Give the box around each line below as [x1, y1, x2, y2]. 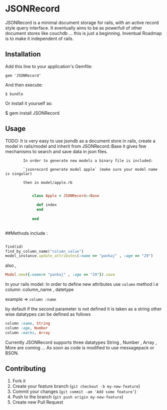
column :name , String [5, 321, 50, 326]
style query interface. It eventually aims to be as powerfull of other [5, 25, 142, 31]
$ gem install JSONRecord [5, 110, 60, 116]
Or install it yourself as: [5, 100, 52, 106]
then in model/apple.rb [23, 180, 72, 185]
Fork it [12, 377, 26, 383]
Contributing [5, 364, 46, 373]
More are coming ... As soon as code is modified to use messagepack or [5, 344, 154, 350]
